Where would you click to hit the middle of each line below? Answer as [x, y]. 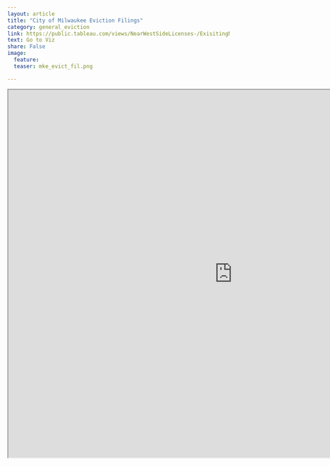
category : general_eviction [49, 27]
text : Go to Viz [31, 40]
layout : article [31, 14]
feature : [26, 60]
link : [15, 33]
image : [17, 54]
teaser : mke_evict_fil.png [53, 66]
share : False [26, 47]
